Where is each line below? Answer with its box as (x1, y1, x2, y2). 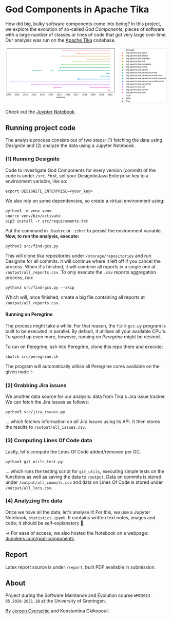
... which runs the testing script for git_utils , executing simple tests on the (5, 468, 165, 474)
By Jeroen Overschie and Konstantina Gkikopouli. (5, 608, 110, 614)
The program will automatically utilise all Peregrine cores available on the (5, 363, 160, 369)
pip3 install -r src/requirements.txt (5, 219, 88, 224)
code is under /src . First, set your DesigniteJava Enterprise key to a (5, 172, 149, 178)
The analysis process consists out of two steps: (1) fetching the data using (5, 137, 163, 143)
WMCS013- (133, 593, 153, 598)
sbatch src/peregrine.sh (5, 354, 59, 359)
